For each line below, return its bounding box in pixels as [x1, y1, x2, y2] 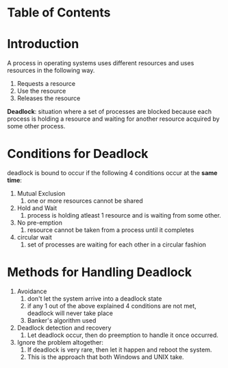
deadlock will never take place [27, 309, 113, 317]
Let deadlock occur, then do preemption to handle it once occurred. [27, 331, 219, 339]
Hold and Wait [16, 204, 58, 212]
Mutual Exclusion [16, 189, 66, 198]
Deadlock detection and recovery [16, 324, 112, 332]
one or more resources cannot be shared [27, 197, 143, 205]
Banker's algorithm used [27, 317, 97, 324]
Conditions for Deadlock [7, 146, 149, 162]
